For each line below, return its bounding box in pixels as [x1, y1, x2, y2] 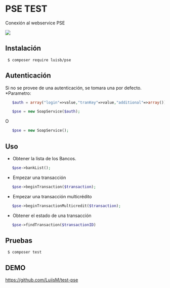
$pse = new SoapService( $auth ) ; [12, 109, 80, 114]
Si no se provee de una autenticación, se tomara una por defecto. [5, 85, 142, 91]
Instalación [5, 44, 41, 53]
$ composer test [7, 249, 42, 255]
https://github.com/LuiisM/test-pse [5, 277, 78, 283]
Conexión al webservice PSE [5, 20, 65, 26]
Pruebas [5, 236, 33, 245]
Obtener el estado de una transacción [12, 212, 92, 219]
